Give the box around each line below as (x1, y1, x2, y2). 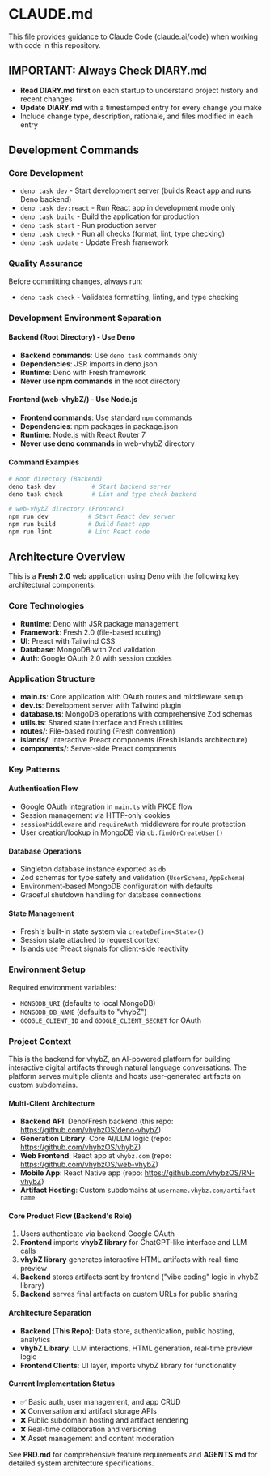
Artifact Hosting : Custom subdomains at (19, 1185, 157, 1196)
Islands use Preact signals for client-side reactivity (19, 943, 188, 953)
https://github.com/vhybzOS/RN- (144, 1168, 255, 1178)
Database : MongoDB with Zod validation (19, 644, 156, 654)
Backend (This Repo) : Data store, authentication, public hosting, (19, 1326, 235, 1336)
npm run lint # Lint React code (8, 528, 150, 536)
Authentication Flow (8, 784, 78, 794)
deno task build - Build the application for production (19, 212, 200, 221)
